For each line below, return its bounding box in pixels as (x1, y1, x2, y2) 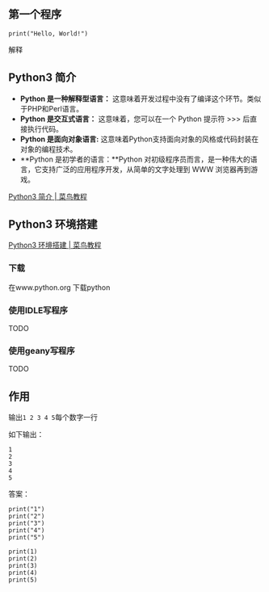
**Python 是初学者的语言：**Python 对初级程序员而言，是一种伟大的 (19, 154, 250, 164)
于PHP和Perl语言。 (19, 103, 83, 113)
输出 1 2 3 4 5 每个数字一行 (8, 413, 99, 422)
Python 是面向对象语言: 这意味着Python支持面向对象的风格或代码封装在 (19, 134, 259, 144)
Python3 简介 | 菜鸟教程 (8, 191, 87, 201)
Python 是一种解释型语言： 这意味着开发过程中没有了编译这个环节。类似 (19, 94, 261, 103)
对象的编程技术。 (19, 144, 78, 153)
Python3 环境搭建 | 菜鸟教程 (8, 241, 102, 250)
